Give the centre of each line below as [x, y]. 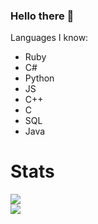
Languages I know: [49, 38]
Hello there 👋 [42, 16]
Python [39, 78]
